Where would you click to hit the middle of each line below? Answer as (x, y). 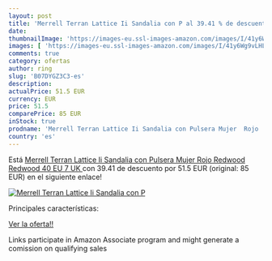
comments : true (34, 53)
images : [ (25, 46)
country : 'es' (32, 136)
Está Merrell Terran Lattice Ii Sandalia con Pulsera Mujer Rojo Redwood (127, 160)
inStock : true (32, 122)
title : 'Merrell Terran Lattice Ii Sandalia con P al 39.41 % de (121, 24)
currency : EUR (32, 99)
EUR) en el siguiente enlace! (55, 177)
